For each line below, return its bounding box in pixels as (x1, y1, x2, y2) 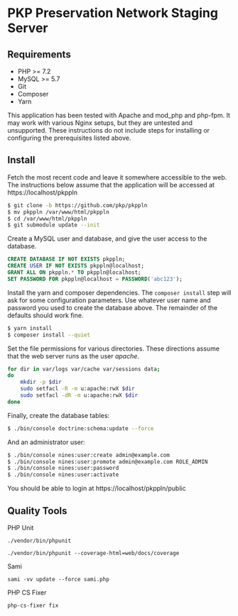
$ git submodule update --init (7, 221, 100, 229)
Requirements (7, 48, 71, 60)
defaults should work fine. (7, 311, 84, 319)
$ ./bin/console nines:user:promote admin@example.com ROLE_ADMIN (7, 458, 208, 466)
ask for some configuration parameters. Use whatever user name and (7, 296, 211, 304)
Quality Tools (7, 505, 67, 517)
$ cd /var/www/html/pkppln (7, 215, 87, 222)
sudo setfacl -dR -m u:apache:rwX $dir (20, 392, 139, 399)
